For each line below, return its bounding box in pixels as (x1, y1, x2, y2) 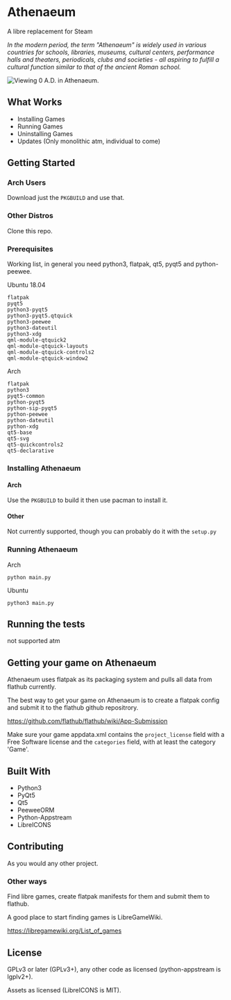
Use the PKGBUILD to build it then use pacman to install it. (7, 496, 168, 504)
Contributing (7, 841, 64, 853)
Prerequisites (7, 244, 53, 253)
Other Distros (7, 211, 53, 221)
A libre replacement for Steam (7, 27, 93, 35)
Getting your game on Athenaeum (7, 657, 157, 669)
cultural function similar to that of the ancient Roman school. (7, 62, 182, 71)
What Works (7, 97, 62, 108)
